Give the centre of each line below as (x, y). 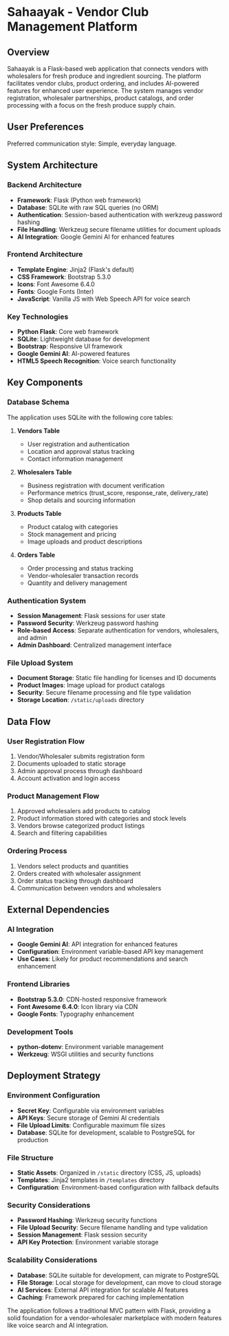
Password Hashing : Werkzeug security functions (87, 1220)
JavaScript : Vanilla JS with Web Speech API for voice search (103, 299)
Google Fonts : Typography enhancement (76, 1014)
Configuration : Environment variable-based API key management (110, 952)
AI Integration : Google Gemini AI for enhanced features (96, 237)
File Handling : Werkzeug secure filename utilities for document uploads (119, 229)
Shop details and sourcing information (81, 500)
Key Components (45, 382)
